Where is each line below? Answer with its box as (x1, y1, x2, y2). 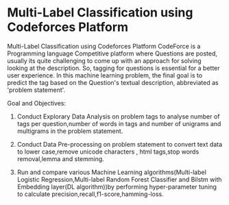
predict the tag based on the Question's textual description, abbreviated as (7, 78, 219, 86)
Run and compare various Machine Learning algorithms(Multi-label (16, 168, 207, 176)
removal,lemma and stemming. (16, 154, 104, 162)
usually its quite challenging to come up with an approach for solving (7, 56, 202, 64)
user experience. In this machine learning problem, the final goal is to (7, 71, 203, 80)
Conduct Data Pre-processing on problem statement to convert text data (16, 140, 223, 148)
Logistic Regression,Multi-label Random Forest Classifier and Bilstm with (16, 175, 222, 183)
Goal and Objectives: (7, 99, 67, 107)
